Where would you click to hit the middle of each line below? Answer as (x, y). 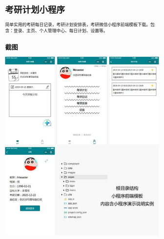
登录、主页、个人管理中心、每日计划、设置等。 (61, 30)
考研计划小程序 (35, 10)
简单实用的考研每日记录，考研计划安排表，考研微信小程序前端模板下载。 (78, 24)
